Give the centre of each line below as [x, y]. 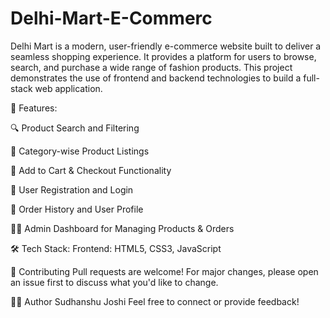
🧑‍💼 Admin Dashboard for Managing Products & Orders [122, 228]
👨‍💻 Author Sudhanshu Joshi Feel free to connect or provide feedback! [155, 301]
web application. [68, 88]
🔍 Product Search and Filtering [75, 128]
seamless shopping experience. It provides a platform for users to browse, [163, 56]
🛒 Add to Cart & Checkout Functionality [91, 170]
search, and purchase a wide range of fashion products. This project [151, 67]
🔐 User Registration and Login [72, 189]
